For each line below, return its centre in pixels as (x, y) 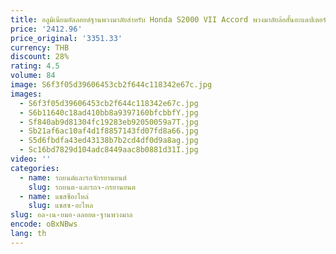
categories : (35, 168)
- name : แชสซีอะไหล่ (54, 196)
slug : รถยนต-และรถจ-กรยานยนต (82, 187)
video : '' (31, 159)
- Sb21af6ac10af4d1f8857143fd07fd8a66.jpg (109, 131)
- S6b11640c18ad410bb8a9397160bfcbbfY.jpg (109, 112)
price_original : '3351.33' (66, 38)
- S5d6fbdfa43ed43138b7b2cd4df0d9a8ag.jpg (109, 141)
